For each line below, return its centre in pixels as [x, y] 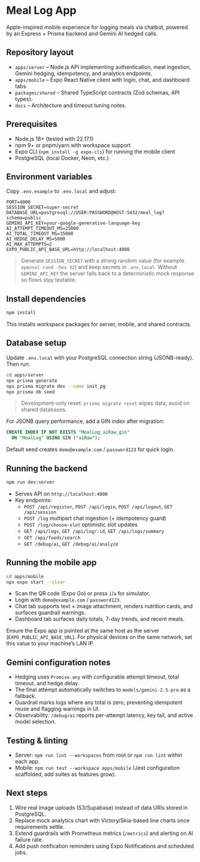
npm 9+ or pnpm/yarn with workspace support [73, 145]
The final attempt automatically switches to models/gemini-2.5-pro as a [102, 690]
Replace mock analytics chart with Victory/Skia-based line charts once [102, 820]
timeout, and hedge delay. [47, 683]
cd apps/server [25, 375]
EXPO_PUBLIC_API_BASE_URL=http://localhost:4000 [68, 250]
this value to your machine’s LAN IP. [50, 644]
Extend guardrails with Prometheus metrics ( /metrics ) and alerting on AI [104, 833]
